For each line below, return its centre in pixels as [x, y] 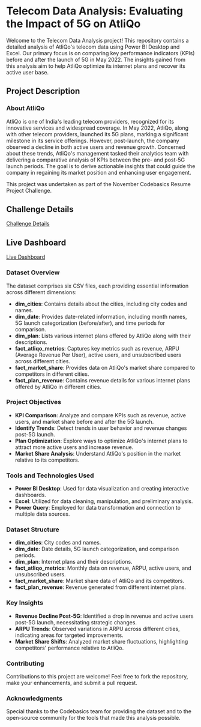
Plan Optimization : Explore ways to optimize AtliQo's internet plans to [101, 441]
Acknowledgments [34, 698]
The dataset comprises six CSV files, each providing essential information [97, 286]
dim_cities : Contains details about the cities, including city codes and [101, 304]
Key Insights [25, 603]
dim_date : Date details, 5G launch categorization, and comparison [97, 549]
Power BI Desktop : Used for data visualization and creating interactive [102, 489]
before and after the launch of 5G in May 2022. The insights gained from [96, 59]
